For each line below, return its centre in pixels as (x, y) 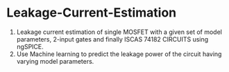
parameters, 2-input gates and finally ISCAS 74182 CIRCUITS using (112, 39)
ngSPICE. (30, 46)
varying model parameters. (55, 61)
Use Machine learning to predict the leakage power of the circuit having (119, 54)
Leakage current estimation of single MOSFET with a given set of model (119, 32)
